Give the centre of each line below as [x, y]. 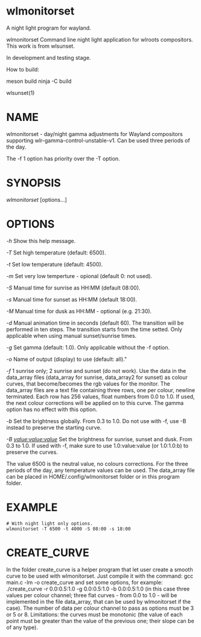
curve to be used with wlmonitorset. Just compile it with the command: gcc [100, 576]
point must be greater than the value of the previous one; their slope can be [100, 621]
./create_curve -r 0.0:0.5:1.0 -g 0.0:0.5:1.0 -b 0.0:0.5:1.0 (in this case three [98, 589]
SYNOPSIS [34, 183]
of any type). [22, 627]
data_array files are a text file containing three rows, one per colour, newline [101, 390]
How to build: [23, 69]
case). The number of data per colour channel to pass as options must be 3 [100, 608]
